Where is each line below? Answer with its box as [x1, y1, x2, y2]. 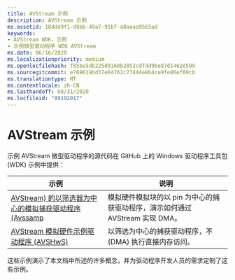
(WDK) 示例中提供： [7, 160, 65, 169]
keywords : [7, 29, 36, 37]
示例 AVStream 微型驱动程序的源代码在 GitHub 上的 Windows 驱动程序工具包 [7, 151, 228, 160]
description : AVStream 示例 [7, 17, 87, 24]
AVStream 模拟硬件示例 [10, 226, 88, 236]
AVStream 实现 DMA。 [107, 213, 182, 223]
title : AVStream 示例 [7, 10, 69, 17]
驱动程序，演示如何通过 [114, 202, 192, 212]
